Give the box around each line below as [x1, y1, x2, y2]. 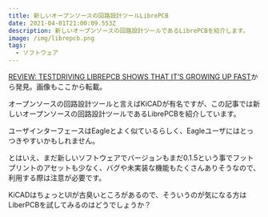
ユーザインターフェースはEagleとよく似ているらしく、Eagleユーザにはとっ [8, 126, 254, 135]
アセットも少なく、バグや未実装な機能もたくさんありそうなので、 [42, 163, 261, 172]
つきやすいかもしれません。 [8, 136, 100, 145]
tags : [8, 42, 26, 50]
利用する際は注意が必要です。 [8, 173, 106, 183]
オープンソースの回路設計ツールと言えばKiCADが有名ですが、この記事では [8, 99, 254, 108]
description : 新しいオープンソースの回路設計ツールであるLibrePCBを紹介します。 [8, 26, 250, 34]
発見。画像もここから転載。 [14, 82, 106, 91]
